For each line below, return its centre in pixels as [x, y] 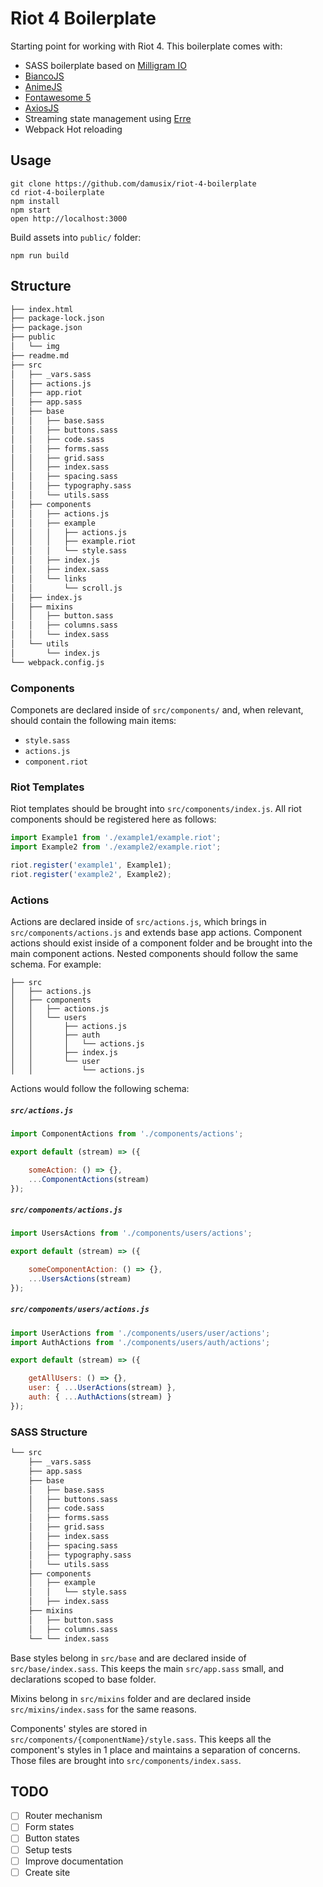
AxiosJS [42, 108]
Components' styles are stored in [79, 1728]
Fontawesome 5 [58, 97]
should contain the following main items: [93, 720]
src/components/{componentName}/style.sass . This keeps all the [141, 1739]
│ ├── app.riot [46, 393]
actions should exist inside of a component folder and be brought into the [161, 943]
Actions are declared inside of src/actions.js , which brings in [138, 922]
